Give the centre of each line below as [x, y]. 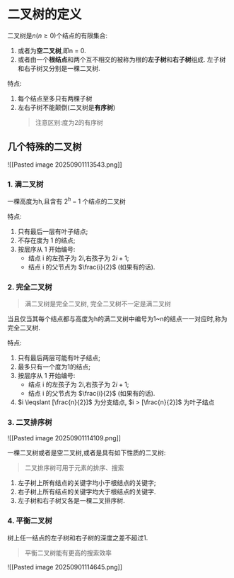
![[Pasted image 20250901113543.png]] [65, 165]
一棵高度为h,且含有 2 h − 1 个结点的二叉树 [66, 201]
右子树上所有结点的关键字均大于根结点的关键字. [87, 492]
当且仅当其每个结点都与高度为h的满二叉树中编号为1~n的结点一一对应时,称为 [117, 319]
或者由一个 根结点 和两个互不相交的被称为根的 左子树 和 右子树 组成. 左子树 [122, 59]
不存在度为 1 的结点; [46, 240]
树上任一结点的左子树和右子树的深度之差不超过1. [78, 538]
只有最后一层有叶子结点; [53, 231]
